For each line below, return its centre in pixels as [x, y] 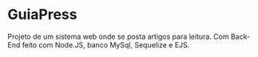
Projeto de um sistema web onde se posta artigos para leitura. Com [118, 36]
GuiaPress [42, 15]
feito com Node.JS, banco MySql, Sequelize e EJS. [106, 44]
